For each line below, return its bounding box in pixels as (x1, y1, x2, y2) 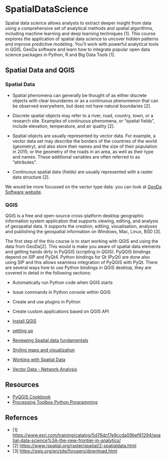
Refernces (5, 414, 38, 422)
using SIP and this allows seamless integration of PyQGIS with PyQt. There (5, 259, 158, 265)
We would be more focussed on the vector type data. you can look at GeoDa (5, 184, 162, 189)
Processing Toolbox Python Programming (12, 399, 98, 405)
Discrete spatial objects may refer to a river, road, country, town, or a (12, 112, 154, 118)
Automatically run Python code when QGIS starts (12, 279, 113, 285)
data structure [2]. (12, 174, 50, 180)
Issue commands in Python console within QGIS (12, 289, 111, 295)
